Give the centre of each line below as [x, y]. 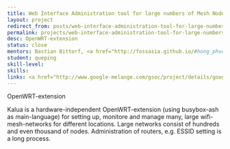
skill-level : [26, 64]
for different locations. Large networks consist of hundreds [136, 124]
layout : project [30, 20]
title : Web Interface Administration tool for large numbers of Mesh [108, 13]
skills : [18, 70]
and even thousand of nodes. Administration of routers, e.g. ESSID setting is [114, 131]
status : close [27, 45]
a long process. [29, 139]
